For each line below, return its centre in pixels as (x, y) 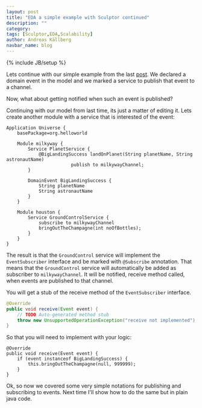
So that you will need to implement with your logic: (69, 337)
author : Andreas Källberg (39, 40)
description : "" (27, 23)
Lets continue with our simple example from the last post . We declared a (96, 74)
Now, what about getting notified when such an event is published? (90, 99)
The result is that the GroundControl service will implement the (84, 255)
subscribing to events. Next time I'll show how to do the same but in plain (97, 392)
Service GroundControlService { (69, 218)
